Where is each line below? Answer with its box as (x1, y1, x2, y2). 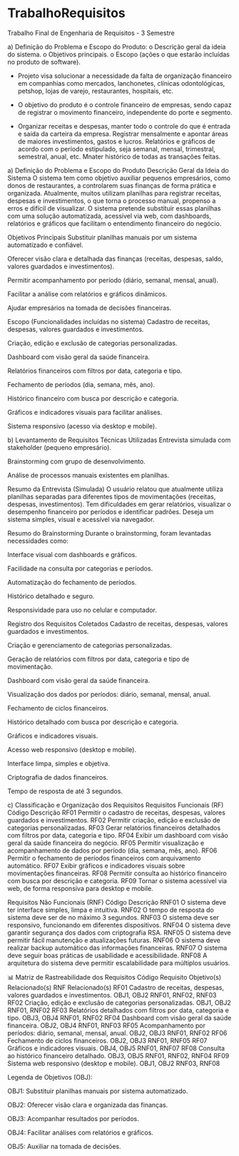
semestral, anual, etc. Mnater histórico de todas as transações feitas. (17, 152, 221, 161)
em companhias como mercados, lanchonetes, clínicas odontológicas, (17, 79, 225, 87)
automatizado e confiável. (7, 241, 83, 249)
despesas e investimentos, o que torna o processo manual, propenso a (7, 196, 216, 205)
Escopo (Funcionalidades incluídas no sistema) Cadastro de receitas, (7, 317, 210, 326)
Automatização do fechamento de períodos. (7, 578, 137, 586)
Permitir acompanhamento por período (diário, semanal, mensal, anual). (7, 276, 219, 284)
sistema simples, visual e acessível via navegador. (7, 515, 155, 523)
